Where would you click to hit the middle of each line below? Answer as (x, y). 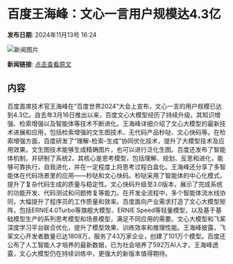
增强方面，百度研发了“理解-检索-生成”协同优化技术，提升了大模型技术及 (116, 141)
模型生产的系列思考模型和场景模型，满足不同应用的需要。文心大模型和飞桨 (119, 218)
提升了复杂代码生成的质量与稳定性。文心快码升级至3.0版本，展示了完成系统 (115, 184)
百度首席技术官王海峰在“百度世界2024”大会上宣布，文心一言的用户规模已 (112, 106)
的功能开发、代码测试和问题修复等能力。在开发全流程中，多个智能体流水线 (113, 193)
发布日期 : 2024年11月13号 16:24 (52, 35)
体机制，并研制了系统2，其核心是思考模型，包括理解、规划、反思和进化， (112, 158)
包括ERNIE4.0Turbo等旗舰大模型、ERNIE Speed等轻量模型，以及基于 (118, 210)
